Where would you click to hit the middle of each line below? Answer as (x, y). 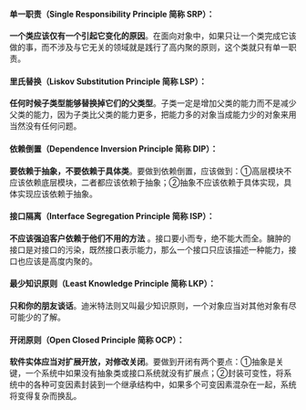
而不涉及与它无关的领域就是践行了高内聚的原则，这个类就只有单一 (164, 47)
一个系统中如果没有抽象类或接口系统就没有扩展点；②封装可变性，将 (154, 373)
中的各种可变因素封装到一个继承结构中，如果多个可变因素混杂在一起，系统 (157, 384)
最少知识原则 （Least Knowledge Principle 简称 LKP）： (113, 284)
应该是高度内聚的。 (61, 261)
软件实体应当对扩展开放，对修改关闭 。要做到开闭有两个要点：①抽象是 (143, 362)
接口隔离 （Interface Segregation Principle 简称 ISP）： (112, 216)
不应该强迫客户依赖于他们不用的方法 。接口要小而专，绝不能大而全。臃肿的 (150, 238)
